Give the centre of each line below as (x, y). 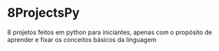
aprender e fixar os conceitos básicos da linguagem (82, 39)
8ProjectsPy (44, 13)
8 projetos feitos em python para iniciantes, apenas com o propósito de (110, 32)
